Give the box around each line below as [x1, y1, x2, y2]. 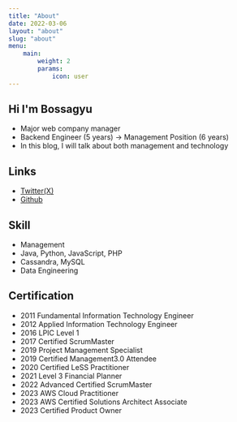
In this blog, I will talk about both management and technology [19, 141, 229, 151]
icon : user [51, 72, 89, 80]
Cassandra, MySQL [19, 257, 85, 267]
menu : [8, 42, 27, 50]
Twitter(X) [19, 186, 54, 196]
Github [19, 195, 43, 205]
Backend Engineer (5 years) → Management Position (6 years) [19, 132, 230, 142]
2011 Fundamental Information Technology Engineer [19, 310, 194, 321]
